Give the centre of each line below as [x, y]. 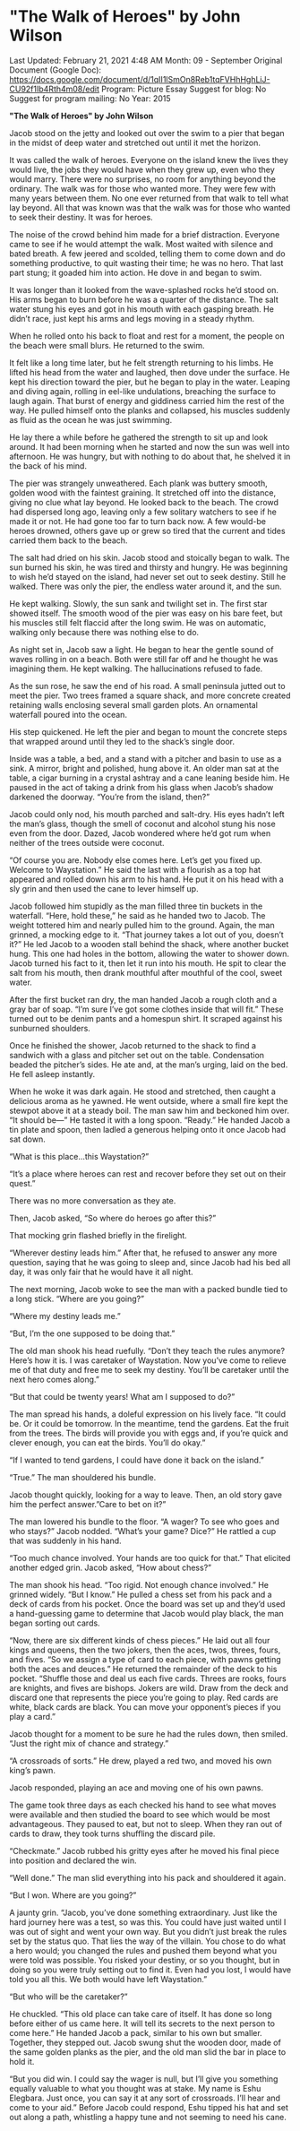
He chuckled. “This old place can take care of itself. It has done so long [141, 2014]
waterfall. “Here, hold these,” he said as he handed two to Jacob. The [137, 915]
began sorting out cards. [55, 1623]
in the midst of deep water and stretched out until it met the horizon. [135, 142]
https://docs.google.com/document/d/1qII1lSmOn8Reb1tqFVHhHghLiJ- [140, 79]
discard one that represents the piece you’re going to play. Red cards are [144, 1697]
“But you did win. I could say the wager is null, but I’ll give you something [144, 2079]
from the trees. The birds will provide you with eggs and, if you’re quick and [149, 1433]
